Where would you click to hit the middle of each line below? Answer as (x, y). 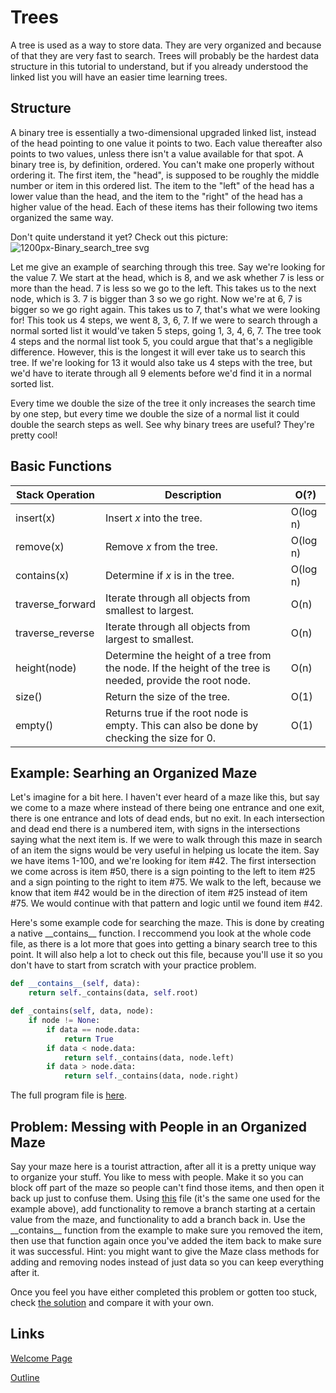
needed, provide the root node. (177, 680)
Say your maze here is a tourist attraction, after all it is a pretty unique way (163, 1166)
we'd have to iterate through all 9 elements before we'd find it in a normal (161, 373)
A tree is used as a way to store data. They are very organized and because (166, 45)
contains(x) (42, 575)
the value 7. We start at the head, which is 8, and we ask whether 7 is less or (167, 277)
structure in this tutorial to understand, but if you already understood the (159, 66)
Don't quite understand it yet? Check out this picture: (119, 237)
